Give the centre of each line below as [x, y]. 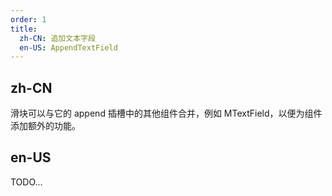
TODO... [26, 182]
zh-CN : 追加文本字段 [57, 38]
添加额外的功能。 [45, 126]
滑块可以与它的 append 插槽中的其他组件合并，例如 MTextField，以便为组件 [166, 113]
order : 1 [28, 19]
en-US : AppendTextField [68, 47]
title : [24, 29]
